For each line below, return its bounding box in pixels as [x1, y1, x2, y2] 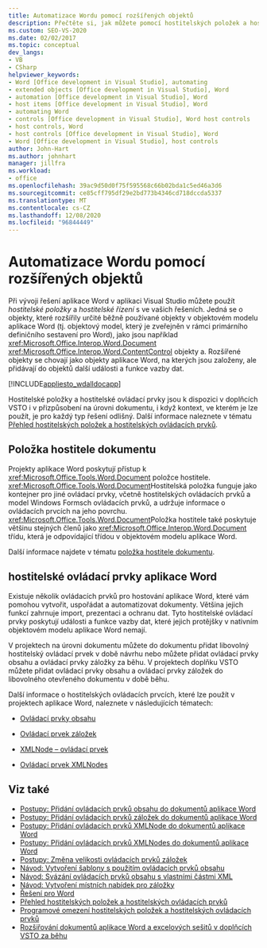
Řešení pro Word [19, 888, 75, 898]
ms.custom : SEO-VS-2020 [8, 26, 87, 34]
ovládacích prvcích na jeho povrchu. [8, 506, 128, 515]
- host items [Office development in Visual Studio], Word [8, 100, 208, 108]
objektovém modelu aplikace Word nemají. [8, 625, 147, 635]
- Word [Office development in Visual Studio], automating [8, 78, 208, 86]
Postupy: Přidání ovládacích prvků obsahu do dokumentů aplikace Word [19, 804, 257, 814]
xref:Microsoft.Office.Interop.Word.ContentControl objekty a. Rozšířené [8, 347, 241, 356]
